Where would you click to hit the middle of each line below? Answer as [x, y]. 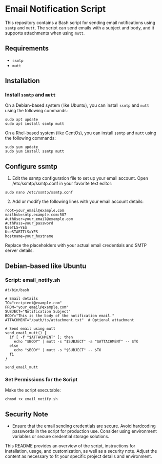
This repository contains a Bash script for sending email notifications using [80, 23]
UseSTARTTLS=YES [21, 232]
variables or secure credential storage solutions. [61, 437]
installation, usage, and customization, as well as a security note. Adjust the [81, 451]
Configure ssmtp [31, 166]
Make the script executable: [33, 390]
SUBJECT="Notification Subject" [38, 311]
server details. [20, 250]
